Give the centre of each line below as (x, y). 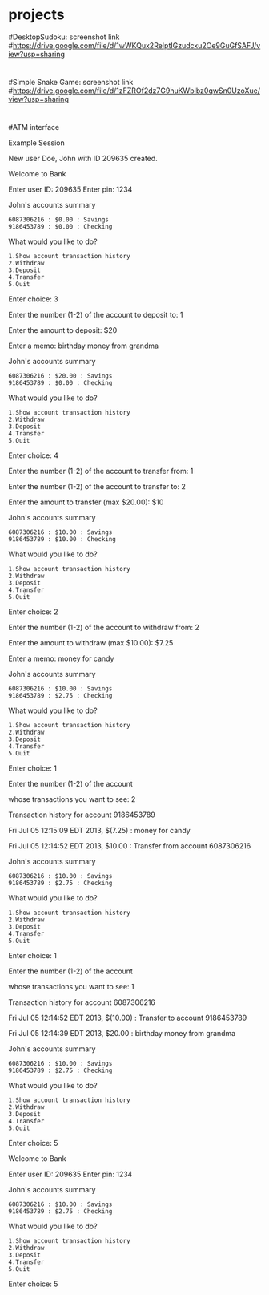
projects (37, 15)
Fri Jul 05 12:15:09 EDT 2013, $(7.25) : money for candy (99, 831)
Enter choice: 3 (33, 299)
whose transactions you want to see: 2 (72, 799)
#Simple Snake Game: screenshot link (71, 83)
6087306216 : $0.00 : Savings (59, 220)
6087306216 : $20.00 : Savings (60, 376)
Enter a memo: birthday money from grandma (83, 346)
